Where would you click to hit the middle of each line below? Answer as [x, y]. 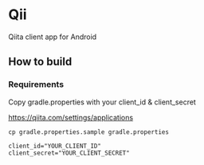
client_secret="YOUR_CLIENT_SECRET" [69, 153]
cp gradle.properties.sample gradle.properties [89, 132]
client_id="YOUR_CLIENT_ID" [55, 146]
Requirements [36, 84]
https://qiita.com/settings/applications [71, 117]
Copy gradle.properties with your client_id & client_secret [102, 102]
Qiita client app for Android [53, 37]
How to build [40, 62]
